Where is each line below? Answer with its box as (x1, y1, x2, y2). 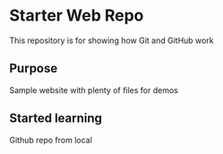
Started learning (9, 111, 103, 126)
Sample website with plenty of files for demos (9, 84, 179, 95)
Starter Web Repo (9, 5, 144, 26)
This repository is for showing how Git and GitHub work (9, 35, 214, 46)
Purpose (9, 61, 58, 76)
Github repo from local (9, 134, 92, 145)
